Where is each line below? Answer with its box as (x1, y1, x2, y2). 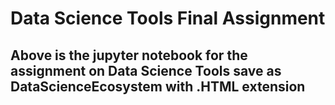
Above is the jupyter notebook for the (10, 47, 248, 64)
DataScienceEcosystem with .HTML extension (10, 78, 306, 95)
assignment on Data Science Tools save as (10, 62, 282, 79)
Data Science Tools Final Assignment (10, 7, 326, 30)
